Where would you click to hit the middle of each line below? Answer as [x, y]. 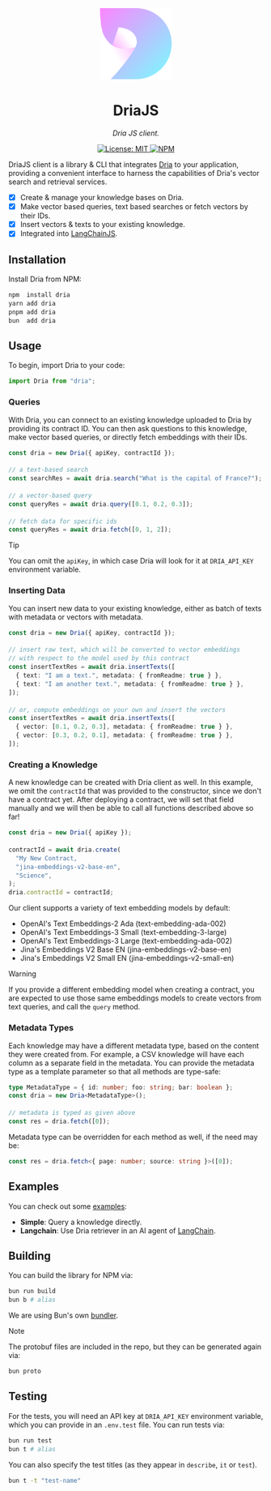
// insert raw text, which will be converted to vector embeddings [125, 650]
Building [30, 1255]
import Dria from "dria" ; [52, 381]
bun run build [32, 1292]
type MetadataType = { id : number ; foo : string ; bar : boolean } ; [121, 1087]
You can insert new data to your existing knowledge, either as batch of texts [135, 608]
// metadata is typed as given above [72, 1113]
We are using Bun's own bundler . [64, 1315]
